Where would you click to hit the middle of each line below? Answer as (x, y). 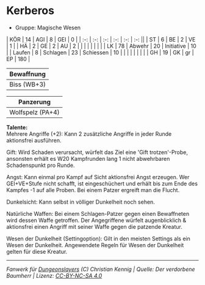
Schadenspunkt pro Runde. (41, 165)
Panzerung (34, 102)
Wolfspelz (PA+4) (34, 112)
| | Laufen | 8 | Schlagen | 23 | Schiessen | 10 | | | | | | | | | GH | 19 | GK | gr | (100, 52)
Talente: (17, 127)
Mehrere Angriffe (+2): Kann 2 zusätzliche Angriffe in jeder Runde (89, 134)
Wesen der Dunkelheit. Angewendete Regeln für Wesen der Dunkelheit (95, 245)
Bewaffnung (27, 74)
